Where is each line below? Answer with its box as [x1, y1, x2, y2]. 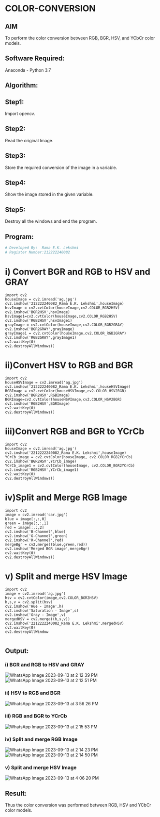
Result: [5, 789, 27, 798]
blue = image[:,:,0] [5, 517, 47, 521]
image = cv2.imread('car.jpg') [5, 512, 68, 517]
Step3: [5, 151, 26, 160]
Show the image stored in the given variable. [5, 191, 94, 197]
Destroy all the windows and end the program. [5, 218, 97, 224]
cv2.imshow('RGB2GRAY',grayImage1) [5, 335, 77, 340]
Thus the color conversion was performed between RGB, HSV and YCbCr [5, 802, 151, 808]
